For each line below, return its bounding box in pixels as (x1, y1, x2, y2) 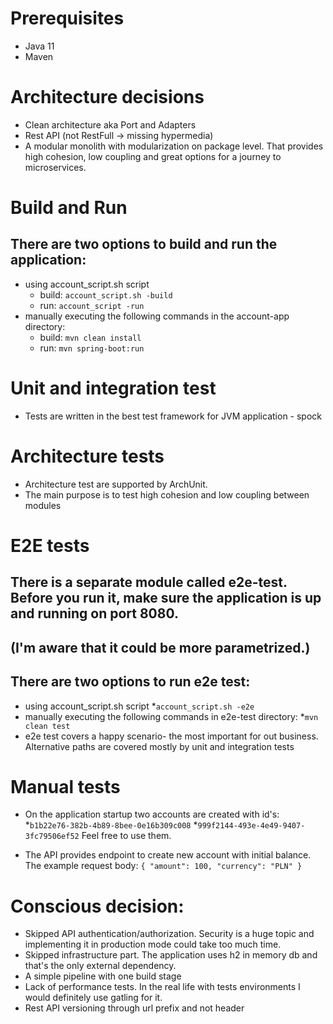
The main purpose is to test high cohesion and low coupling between (24, 488, 310, 501)
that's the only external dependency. (24, 960, 177, 972)
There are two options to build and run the (10, 236, 278, 253)
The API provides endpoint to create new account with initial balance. (24, 849, 312, 861)
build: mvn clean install (39, 331, 142, 343)
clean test (24, 721, 71, 731)
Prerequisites (10, 7, 125, 30)
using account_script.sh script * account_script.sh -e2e (24, 700, 255, 712)
